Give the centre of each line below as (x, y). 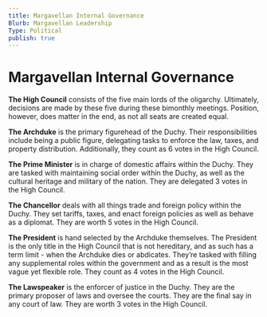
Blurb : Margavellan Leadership (60, 23)
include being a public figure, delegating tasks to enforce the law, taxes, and (133, 141)
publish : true (32, 38)
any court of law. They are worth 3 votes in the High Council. (108, 304)
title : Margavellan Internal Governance (77, 16)
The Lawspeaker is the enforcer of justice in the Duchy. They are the (122, 287)
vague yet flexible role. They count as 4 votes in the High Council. (116, 271)
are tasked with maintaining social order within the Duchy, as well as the (126, 173)
